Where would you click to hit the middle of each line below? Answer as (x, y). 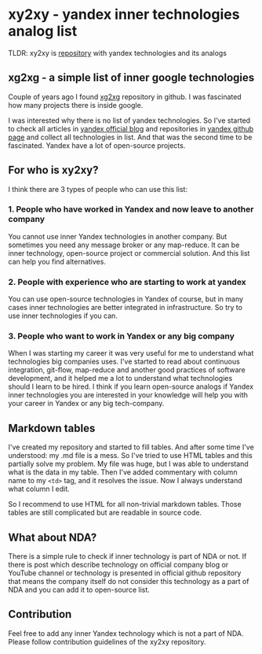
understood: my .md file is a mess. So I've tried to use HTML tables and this (130, 456)
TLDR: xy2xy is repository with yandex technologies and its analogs (118, 53)
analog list (43, 31)
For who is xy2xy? (53, 170)
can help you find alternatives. (57, 261)
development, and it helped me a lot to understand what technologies (120, 379)
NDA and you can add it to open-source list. (79, 590)
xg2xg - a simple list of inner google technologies (131, 78)
